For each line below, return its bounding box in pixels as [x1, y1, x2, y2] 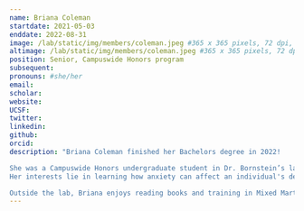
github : [9, 131, 39, 140]
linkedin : [9, 123, 47, 132]
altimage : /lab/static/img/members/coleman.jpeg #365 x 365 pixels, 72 [9, 47, 285, 56]
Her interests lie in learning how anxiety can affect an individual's [9, 172, 285, 181]
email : [9, 80, 34, 89]
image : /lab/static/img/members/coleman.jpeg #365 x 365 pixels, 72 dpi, [9, 38, 294, 48]
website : [9, 96, 43, 106]
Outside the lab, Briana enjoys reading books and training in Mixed [9, 188, 278, 197]
